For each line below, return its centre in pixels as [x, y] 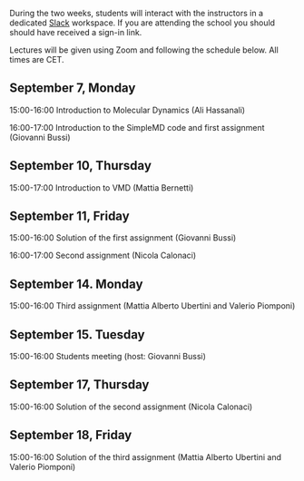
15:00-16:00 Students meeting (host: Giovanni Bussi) [108, 357]
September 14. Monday [76, 284]
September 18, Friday [71, 435]
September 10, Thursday [81, 166]
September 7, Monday [73, 88]
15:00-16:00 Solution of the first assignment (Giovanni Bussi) [123, 238]
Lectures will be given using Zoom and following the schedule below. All [144, 50]
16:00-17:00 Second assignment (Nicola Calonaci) [103, 255]
